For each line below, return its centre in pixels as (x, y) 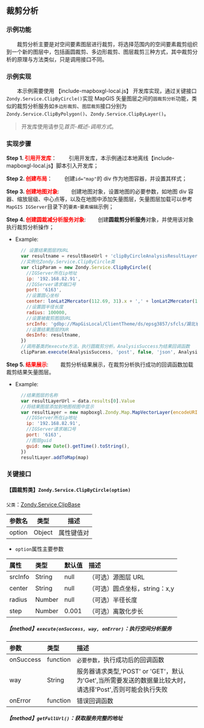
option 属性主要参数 (39, 549)
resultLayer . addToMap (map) (55, 457)
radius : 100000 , (47, 312)
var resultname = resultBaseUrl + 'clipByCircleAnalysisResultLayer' (110, 256)
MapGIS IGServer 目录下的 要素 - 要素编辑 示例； (60, 207)
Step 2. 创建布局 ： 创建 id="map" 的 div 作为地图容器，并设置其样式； (97, 179)
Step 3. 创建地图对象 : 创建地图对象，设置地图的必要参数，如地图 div (97, 192)
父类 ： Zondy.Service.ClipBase (43, 504)
